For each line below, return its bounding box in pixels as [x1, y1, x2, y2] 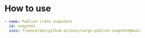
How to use [4, 3, 51, 14]
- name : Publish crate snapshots [4, 19, 73, 24]
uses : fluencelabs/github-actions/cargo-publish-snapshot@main [9, 28, 140, 33]
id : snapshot [9, 23, 36, 28]
